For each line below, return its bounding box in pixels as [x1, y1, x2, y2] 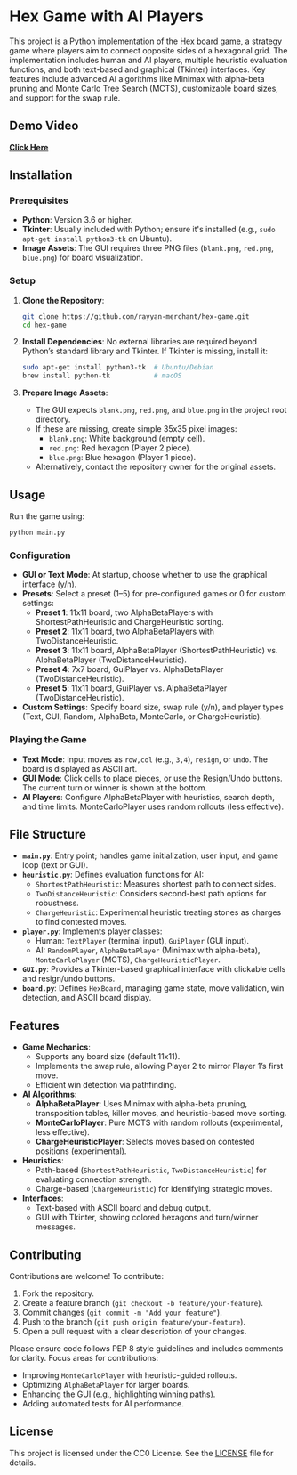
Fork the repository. [21, 1288, 95, 1299]
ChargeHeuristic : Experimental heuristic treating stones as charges [35, 907, 282, 918]
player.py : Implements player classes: [21, 926, 163, 936]
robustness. [35, 897, 80, 909]
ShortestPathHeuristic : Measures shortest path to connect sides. [35, 879, 277, 889]
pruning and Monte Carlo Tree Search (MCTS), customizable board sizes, [9, 83, 278, 93]
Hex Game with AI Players [9, 6, 204, 27]
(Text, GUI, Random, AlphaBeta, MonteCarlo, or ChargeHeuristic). [21, 711, 262, 722]
